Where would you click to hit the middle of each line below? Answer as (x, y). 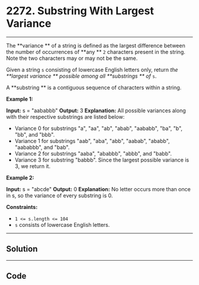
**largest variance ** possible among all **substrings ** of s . (81, 76)
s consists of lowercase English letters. (62, 224)
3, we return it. (33, 166)
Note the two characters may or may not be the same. (72, 58)
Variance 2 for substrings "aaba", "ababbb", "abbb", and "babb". (93, 153)
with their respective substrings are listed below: (65, 116)
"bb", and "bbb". (35, 134)
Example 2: (20, 178)
